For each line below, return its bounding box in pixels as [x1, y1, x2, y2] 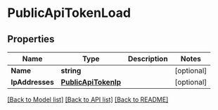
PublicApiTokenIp [60, 78, 122, 87]
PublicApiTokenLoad [7, 5, 132, 21]
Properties [7, 33, 55, 45]
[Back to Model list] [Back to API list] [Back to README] [7, 95, 169, 104]
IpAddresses [11, 78, 54, 87]
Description [127, 54, 168, 63]
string [60, 66, 82, 75]
